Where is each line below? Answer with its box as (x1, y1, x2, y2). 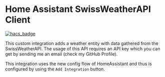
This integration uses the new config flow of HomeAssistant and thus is (5, 60, 152, 66)
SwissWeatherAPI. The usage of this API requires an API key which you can (5, 45, 160, 51)
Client (5, 14, 31, 25)
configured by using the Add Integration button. (5, 66, 105, 72)
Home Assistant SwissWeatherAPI (5, 3, 151, 15)
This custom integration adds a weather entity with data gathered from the (5, 40, 158, 46)
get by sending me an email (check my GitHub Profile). (5, 51, 118, 57)
